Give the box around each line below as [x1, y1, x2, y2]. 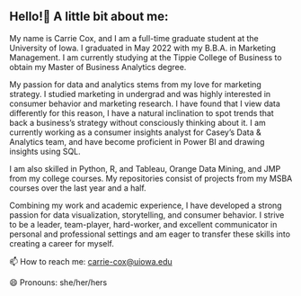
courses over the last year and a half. [9, 182, 146, 193]
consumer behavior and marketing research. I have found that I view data [9, 98, 281, 109]
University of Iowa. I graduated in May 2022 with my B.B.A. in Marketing [9, 42, 277, 53]
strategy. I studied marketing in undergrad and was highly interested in [9, 88, 271, 99]
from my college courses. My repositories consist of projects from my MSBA [9, 173, 293, 184]
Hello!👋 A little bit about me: [9, 9, 169, 24]
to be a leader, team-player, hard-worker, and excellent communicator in [9, 219, 278, 229]
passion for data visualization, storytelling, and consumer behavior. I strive [9, 209, 285, 220]
